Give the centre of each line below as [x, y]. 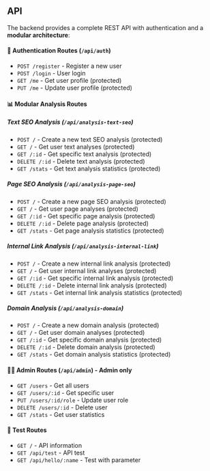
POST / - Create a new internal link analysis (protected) [94, 264]
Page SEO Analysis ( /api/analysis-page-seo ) [72, 184]
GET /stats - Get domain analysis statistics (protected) [94, 355]
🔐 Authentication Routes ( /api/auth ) [59, 51]
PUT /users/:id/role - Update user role [73, 400]
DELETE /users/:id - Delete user [62, 407]
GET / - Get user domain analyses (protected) [81, 333]
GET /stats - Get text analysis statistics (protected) [89, 168]
